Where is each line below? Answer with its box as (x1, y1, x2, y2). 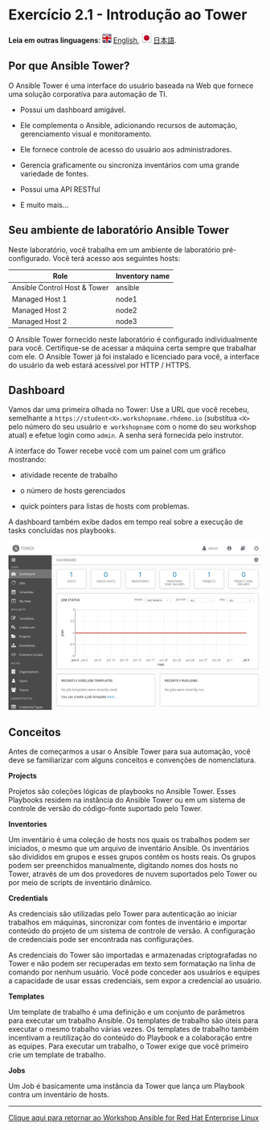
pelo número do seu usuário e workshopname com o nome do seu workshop (8, 422, 257, 432)
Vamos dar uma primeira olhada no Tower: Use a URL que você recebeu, (8, 405, 250, 414)
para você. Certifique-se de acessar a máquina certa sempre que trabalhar (8, 343, 257, 352)
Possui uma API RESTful (19, 184, 100, 194)
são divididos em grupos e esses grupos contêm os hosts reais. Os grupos (8, 852, 256, 862)
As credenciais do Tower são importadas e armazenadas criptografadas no (8, 950, 258, 960)
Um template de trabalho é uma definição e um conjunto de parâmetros (8, 1007, 245, 1017)
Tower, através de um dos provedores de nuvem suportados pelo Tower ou (8, 869, 257, 879)
